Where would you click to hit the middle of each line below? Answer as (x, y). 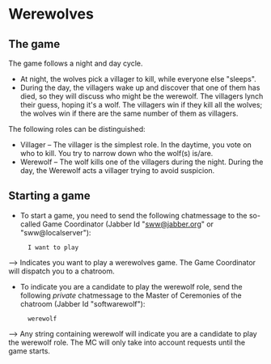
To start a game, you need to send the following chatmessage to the (133, 215)
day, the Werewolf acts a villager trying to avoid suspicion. (117, 170)
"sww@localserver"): (55, 232)
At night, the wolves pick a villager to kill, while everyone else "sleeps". (138, 79)
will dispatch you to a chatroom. (61, 271)
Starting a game (49, 196)
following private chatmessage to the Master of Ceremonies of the (131, 295)
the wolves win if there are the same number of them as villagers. (129, 113)
